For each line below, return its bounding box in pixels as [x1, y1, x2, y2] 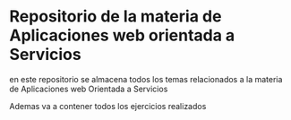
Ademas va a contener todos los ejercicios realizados [9, 100, 207, 111]
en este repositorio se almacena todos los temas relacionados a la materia [9, 73, 283, 84]
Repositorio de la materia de [9, 6, 222, 27]
